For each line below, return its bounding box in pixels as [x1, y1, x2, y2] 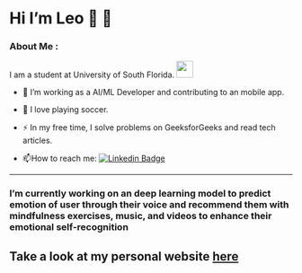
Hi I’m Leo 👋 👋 [9, 8, 112, 29]
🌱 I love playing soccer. [22, 104, 109, 115]
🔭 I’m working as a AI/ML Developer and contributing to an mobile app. [22, 87, 285, 98]
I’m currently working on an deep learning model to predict [9, 188, 271, 200]
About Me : [9, 40, 58, 53]
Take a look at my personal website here [9, 249, 239, 264]
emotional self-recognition [9, 221, 129, 233]
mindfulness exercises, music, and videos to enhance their [9, 210, 272, 223]
